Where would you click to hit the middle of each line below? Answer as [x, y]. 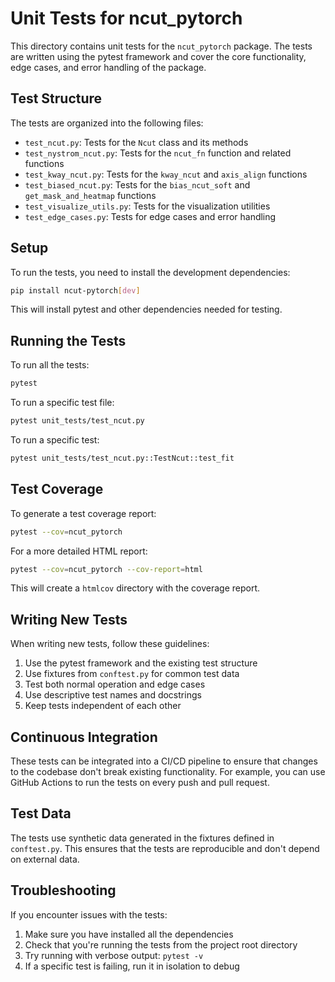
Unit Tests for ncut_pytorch [126, 18]
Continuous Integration [84, 737]
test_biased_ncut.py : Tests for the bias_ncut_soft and [137, 184]
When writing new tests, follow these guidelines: [110, 644]
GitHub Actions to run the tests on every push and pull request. [140, 783]
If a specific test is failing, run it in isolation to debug [132, 966]
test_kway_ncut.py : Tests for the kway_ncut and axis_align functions [166, 174]
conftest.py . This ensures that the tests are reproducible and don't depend [165, 848]
